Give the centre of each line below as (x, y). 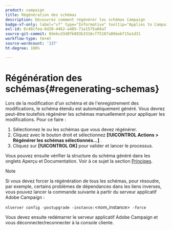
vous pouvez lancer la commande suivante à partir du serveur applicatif (81, 192)
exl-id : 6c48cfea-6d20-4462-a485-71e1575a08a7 (56, 29)
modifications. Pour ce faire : (36, 119)
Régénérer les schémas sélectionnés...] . (57, 140)
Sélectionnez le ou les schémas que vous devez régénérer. (75, 129)
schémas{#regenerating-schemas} (82, 89)
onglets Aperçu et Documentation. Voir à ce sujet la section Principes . (79, 161)
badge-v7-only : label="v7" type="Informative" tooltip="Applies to (79, 24)
